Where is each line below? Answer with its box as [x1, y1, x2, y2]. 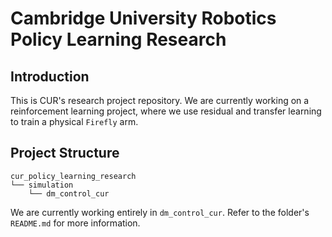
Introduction [10, 68, 90, 85]
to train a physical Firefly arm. [10, 116, 139, 127]
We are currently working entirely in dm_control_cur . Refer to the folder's [10, 206, 310, 218]
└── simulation [10, 180, 74, 190]
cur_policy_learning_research [10, 171, 137, 181]
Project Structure [10, 145, 120, 162]
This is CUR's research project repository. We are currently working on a [10, 95, 310, 106]
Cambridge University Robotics [10, 7, 277, 30]
